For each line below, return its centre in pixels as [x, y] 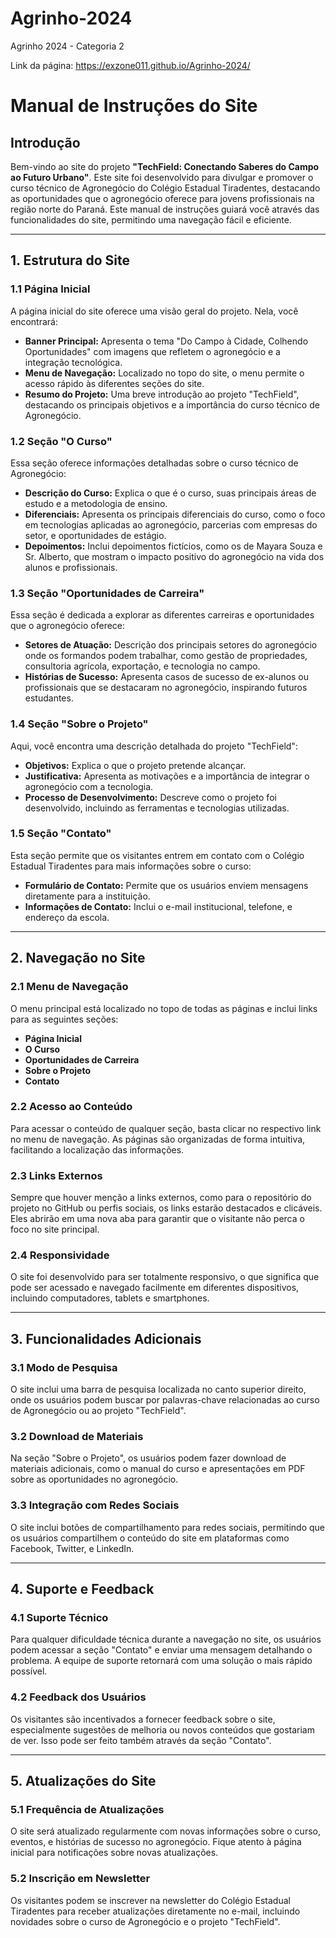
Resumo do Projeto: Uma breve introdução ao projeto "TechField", [162, 394]
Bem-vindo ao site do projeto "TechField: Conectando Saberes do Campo [165, 166]
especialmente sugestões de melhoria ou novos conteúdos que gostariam [162, 1729]
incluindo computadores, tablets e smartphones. [110, 1298]
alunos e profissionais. [71, 567]
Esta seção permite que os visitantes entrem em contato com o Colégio [157, 855]
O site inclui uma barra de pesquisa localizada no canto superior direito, [158, 1389]
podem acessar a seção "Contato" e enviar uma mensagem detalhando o [161, 1650]
